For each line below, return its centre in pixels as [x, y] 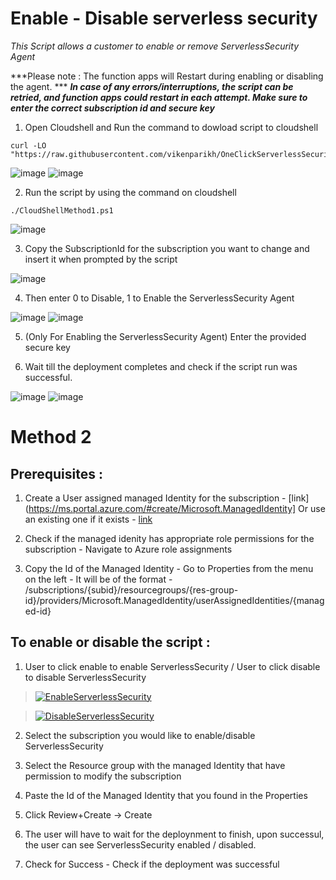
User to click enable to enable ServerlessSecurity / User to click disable [172, 666]
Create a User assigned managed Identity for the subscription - [155, 498]
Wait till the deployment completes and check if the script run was [161, 366]
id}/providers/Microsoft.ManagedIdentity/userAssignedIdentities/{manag [174, 600]
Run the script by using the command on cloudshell [130, 192]
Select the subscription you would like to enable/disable [140, 735]
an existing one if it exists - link [88, 519]
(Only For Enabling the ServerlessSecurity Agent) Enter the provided [165, 336]
